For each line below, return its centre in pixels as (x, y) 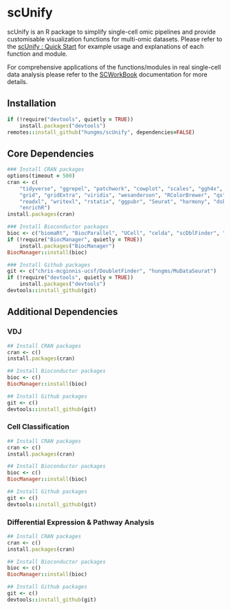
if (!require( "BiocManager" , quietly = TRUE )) (75, 239)
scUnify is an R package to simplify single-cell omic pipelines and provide (112, 32)
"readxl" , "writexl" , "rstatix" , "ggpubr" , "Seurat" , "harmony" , (115, 201)
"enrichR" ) (35, 208)
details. (18, 81)
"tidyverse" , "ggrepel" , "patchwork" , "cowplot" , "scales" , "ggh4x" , (121, 189)
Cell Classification (38, 427)
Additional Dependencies (63, 312)
